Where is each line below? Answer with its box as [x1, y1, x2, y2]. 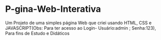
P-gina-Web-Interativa [5, 3, 101, 15]
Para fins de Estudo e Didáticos [5, 30, 70, 36]
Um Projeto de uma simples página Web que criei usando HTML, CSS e [5, 20, 152, 26]
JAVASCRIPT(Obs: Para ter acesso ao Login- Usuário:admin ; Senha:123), [5, 25, 156, 31]
